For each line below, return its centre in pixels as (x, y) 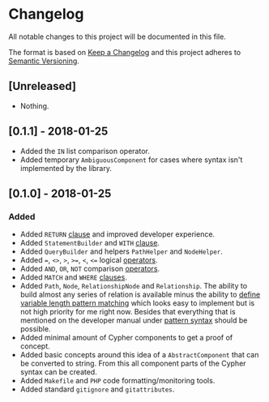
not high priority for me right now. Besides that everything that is (128, 312)
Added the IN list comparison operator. (85, 151)
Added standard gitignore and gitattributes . (97, 389)
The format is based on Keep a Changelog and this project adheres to (125, 52)
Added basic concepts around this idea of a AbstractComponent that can (139, 355)
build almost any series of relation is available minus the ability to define (140, 295)
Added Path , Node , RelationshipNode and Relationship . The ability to (134, 286)
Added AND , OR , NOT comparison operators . (90, 269)
